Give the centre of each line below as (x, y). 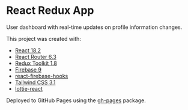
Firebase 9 (28, 69)
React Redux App (50, 11)
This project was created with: (44, 38)
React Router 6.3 (36, 57)
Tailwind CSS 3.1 (35, 82)
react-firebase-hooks (41, 76)
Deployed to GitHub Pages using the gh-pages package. (76, 100)
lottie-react (29, 88)
